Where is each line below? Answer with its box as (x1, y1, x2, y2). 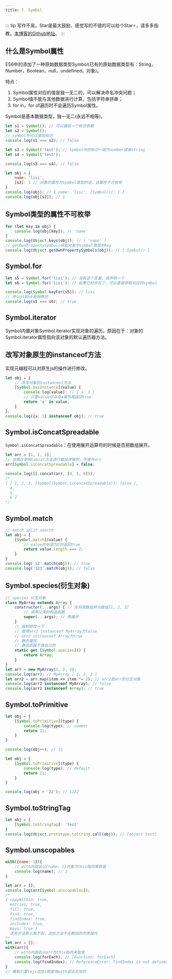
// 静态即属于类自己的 (14, 643, 56, 648)
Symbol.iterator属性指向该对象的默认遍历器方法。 (5, 334, 110, 340)
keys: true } (10, 926, 38, 931)
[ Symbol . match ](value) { (14, 537, 68, 542)
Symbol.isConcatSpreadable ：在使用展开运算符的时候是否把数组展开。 (5, 442, 153, 448)
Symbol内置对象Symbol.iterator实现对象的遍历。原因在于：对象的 (5, 327, 143, 334)
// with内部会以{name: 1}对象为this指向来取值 (14, 864, 106, 870)
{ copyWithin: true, (5, 897, 50, 902)
